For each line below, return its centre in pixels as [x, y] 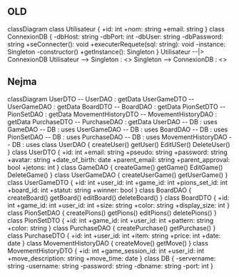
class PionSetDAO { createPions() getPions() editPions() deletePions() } [112, 213]
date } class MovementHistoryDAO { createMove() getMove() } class [108, 243]
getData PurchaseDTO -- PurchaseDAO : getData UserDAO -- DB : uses [112, 121]
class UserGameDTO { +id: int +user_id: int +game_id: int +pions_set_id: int [118, 182]
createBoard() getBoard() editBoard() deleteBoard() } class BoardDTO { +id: [118, 197]
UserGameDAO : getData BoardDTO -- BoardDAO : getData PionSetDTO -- [117, 106]
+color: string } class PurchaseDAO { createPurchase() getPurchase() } [112, 228]
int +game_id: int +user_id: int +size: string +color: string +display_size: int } [119, 205]
